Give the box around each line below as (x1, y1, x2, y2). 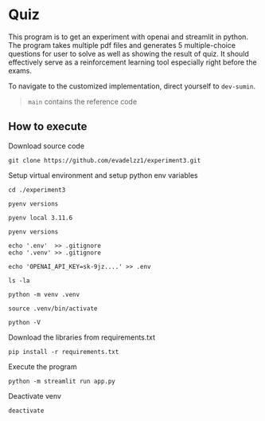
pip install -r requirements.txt (8, 348, 119, 356)
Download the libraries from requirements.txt (8, 332, 156, 342)
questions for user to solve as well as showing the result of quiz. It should (8, 49, 249, 58)
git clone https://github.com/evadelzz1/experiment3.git (8, 156, 201, 164)
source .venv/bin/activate (8, 305, 98, 313)
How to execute (8, 120, 88, 133)
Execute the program (8, 361, 77, 372)
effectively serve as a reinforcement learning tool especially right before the (8, 57, 257, 67)
